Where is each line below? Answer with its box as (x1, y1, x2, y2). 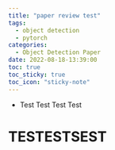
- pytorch (15, 33, 48, 42)
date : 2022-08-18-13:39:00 (8, 56, 98, 64)
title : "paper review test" (8, 11, 102, 20)
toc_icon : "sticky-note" (8, 78, 90, 86)
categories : (8, 41, 48, 49)
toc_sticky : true (8, 71, 66, 79)
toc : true (8, 63, 41, 71)
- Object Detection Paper (15, 48, 102, 56)
